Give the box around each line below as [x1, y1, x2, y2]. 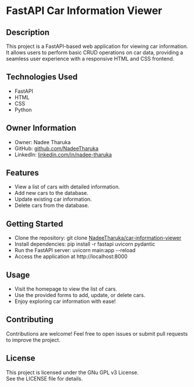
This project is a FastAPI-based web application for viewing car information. [6, 43, 188, 50]
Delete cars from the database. [14, 202, 89, 209]
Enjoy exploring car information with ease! [14, 298, 116, 305]
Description [6, 27, 50, 37]
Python [14, 106, 32, 113]
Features [6, 168, 39, 178]
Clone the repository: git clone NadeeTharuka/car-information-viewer [14, 235, 182, 242]
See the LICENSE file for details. [6, 375, 83, 382]
